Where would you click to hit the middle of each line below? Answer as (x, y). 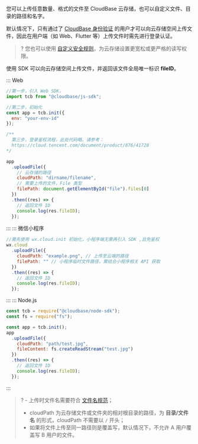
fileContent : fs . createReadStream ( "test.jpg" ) (75, 349)
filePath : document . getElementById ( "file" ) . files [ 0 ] (83, 189)
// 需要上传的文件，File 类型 (49, 184)
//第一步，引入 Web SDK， (35, 91)
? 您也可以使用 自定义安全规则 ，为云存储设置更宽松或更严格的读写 (101, 48)
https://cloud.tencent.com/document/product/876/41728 (80, 145)
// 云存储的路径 (34, 172)
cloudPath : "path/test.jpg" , (53, 344)
